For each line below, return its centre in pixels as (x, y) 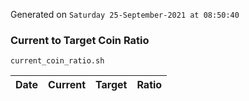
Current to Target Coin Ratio (80, 40)
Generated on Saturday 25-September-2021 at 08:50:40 (125, 14)
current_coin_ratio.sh (57, 61)
